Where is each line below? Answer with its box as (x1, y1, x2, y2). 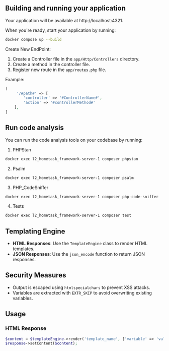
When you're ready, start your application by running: (5, 27, 116, 33)
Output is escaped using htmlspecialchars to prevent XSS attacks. (12, 284, 150, 290)
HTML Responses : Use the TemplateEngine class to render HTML (12, 241, 148, 247)
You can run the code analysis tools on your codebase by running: (5, 137, 143, 143)
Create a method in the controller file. (12, 61, 91, 67)
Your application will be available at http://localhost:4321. (5, 17, 124, 23)
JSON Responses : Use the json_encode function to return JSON (12, 251, 145, 257)
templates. (12, 246, 35, 252)
